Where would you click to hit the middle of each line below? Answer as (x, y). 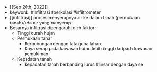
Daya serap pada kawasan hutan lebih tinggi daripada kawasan (88, 49)
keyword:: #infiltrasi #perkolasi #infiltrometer (55, 12)
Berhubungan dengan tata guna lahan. (63, 43)
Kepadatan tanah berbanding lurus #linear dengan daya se (84, 64)
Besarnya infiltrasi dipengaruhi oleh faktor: (53, 28)
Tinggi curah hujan (36, 33)
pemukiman (36, 54)
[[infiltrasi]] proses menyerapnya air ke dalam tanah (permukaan (75, 17)
